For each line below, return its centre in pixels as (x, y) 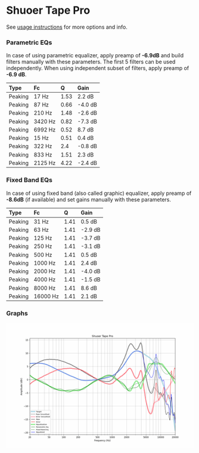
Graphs (17, 313)
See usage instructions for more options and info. (67, 27)
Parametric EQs (29, 42)
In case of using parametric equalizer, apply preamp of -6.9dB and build (95, 56)
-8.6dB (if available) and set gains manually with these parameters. (89, 199)
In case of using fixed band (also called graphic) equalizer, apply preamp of (99, 193)
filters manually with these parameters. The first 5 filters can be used (91, 62)
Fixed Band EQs (29, 180)
